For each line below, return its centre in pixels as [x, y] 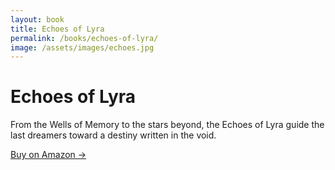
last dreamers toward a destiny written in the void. [113, 135]
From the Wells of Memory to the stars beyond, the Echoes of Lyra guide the [167, 125]
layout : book [37, 19]
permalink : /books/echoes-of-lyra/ [84, 38]
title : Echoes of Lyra [57, 29]
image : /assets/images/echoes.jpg [82, 47]
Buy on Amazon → [48, 155]
